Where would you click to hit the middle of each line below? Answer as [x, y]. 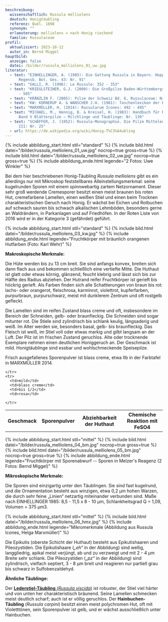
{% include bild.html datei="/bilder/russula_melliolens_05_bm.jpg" [73, 450]
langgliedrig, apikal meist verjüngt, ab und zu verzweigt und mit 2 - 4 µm [80, 553]
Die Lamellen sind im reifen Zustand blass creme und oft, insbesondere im [81, 310]
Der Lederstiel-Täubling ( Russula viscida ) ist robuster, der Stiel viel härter [82, 588]
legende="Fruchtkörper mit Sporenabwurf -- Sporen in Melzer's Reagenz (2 [83, 461]
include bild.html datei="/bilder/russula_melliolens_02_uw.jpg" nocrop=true [82, 156]
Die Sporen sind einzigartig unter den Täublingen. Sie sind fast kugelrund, [81, 485]
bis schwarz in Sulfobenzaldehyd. [40, 568]
